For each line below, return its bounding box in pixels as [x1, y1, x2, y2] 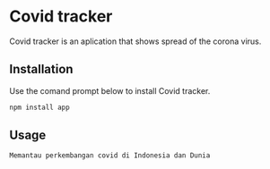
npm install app [9, 103, 70, 112]
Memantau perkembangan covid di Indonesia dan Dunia [9, 151, 211, 160]
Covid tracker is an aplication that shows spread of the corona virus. [9, 36, 262, 46]
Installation [9, 62, 74, 77]
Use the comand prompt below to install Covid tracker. [9, 85, 211, 96]
